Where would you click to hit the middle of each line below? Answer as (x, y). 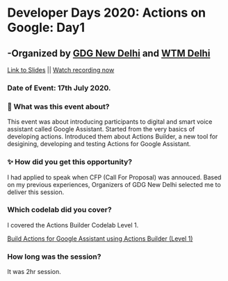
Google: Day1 (46, 27)
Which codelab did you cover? (60, 210)
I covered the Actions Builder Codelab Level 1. (73, 225)
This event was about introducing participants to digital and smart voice (110, 122)
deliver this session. (36, 192)
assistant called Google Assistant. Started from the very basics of (101, 129)
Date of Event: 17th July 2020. (59, 88)
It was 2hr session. (34, 272)
